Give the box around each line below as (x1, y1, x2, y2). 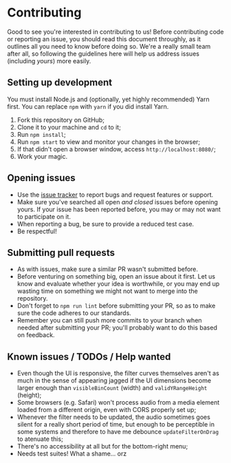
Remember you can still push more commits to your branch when (16, 316, 202, 325)
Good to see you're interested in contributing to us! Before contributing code (7, 28, 224, 36)
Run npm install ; (16, 130, 67, 138)
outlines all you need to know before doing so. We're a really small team (7, 42, 211, 50)
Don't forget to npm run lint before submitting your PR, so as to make (16, 301, 216, 310)
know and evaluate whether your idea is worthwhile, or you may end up (16, 280, 220, 288)
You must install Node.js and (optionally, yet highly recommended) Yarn (7, 95, 210, 103)
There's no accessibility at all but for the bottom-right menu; (16, 442, 188, 451)
